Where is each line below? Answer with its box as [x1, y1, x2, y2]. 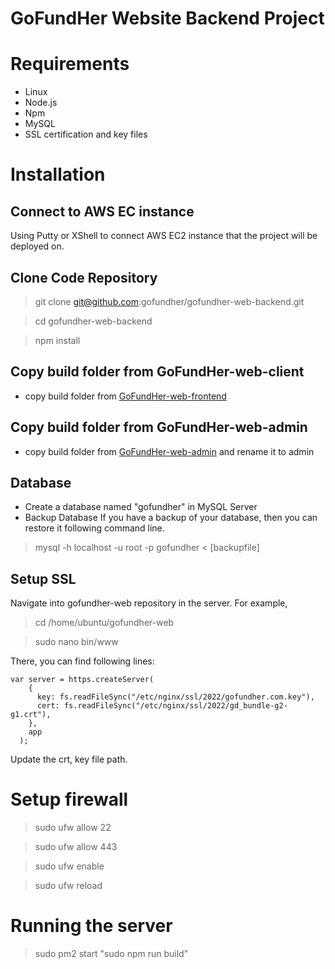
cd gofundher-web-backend [34, 315, 153, 327]
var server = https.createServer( [10, 675, 155, 685]
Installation [10, 163, 106, 186]
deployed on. [10, 240, 65, 252]
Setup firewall [10, 788, 129, 811]
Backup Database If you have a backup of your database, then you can [24, 512, 318, 524]
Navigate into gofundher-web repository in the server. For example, [10, 597, 288, 609]
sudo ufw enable [34, 860, 105, 872]
